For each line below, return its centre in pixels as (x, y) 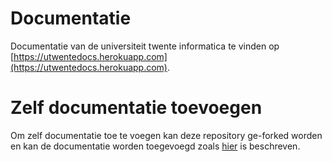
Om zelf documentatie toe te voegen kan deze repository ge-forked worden (166, 135)
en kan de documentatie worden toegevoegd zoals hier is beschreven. (155, 146)
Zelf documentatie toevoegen (136, 108)
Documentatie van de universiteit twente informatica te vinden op (145, 46)
